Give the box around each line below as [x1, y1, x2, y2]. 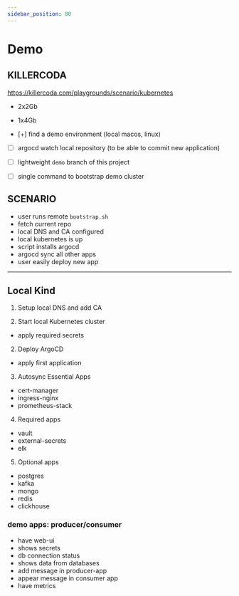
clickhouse [17, 502, 50, 511]
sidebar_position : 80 [7, 10, 72, 18]
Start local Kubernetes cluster [17, 318, 105, 326]
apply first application [17, 359, 82, 367]
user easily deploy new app [17, 257, 99, 266]
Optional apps [17, 458, 59, 466]
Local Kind [7, 285, 55, 297]
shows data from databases [17, 558, 100, 567]
